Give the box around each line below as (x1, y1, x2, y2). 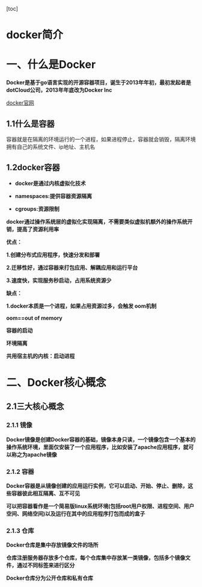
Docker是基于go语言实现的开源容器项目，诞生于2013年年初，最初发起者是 (6, 79, 191, 86)
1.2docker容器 (6, 163, 60, 173)
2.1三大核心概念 (6, 402, 64, 412)
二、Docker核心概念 (6, 376, 106, 389)
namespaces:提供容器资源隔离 (14, 192, 92, 199)
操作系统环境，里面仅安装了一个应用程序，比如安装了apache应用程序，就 (6, 443, 189, 450)
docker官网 (6, 99, 34, 107)
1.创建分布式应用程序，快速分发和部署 (6, 251, 100, 258)
